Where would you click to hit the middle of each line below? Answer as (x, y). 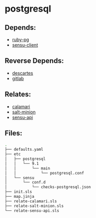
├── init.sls (18, 192)
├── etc (13, 154)
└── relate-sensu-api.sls (32, 210)
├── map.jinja (20, 197)
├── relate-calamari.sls (31, 201)
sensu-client (25, 45)
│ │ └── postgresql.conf (44, 173)
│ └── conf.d (25, 183)
